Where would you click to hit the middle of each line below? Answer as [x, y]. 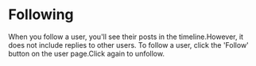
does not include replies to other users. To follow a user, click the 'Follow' [128, 45]
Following [41, 15]
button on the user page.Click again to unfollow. [87, 53]
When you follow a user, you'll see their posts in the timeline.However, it [126, 37]
